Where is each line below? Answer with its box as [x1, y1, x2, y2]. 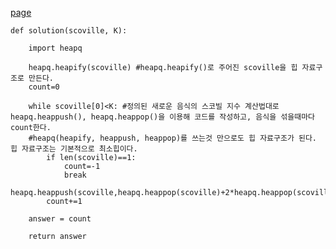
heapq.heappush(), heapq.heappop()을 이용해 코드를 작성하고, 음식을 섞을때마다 [10, 112, 316, 122]
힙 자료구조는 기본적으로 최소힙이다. [10, 144, 138, 154]
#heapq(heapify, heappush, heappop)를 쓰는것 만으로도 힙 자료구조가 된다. [28, 133, 318, 143]
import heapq [28, 43, 83, 53]
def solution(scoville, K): [10, 26, 128, 36]
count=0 [28, 82, 60, 92]
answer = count [28, 214, 92, 224]
